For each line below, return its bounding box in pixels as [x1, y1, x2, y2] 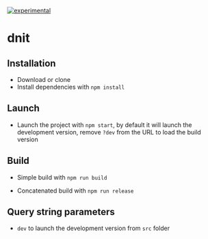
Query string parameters [7, 206, 115, 218]
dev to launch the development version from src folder [16, 224, 170, 232]
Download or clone [16, 76, 70, 83]
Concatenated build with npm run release [16, 186, 134, 195]
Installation [7, 57, 56, 69]
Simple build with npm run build [16, 173, 107, 181]
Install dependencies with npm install [16, 83, 125, 91]
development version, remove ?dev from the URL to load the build [16, 128, 202, 136]
